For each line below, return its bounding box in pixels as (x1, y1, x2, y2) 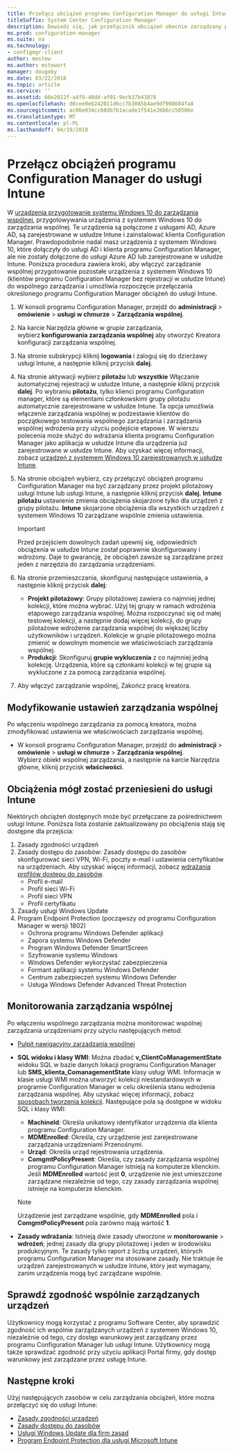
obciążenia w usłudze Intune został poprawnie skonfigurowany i (17, 546, 201, 554)
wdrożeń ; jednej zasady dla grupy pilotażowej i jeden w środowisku (17, 1239, 212, 1248)
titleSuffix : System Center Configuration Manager (7, 17, 157, 24)
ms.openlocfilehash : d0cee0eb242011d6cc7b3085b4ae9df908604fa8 (7, 101, 194, 107)
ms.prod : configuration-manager (7, 29, 101, 37)
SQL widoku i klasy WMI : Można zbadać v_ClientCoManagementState (17, 1053, 222, 1061)
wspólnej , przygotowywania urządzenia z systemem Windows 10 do (7, 216, 202, 224)
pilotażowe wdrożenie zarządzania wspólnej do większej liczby (27, 624, 208, 632)
